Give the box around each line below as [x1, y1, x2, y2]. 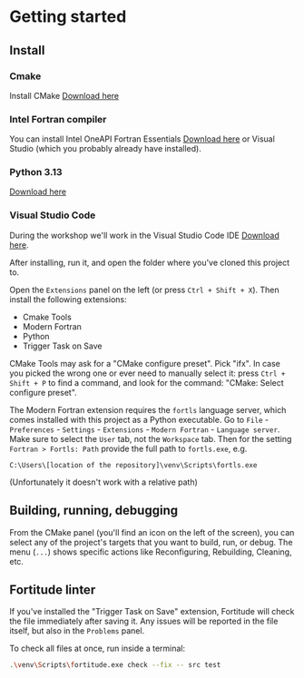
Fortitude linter [9, 582, 96, 597]
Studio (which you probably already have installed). [9, 143, 201, 154]
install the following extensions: [9, 293, 127, 305]
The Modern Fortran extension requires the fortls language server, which [9, 404, 287, 415]
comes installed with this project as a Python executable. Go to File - [9, 414, 270, 425]
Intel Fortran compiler [9, 113, 107, 125]
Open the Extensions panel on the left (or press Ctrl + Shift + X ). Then [9, 284, 279, 295]
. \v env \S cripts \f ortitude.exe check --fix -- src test [9, 661, 221, 670]
